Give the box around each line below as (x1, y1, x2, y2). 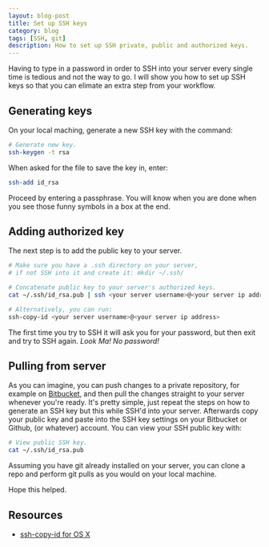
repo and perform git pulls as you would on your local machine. (8, 469, 217, 479)
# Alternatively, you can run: (8, 305, 113, 313)
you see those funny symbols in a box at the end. (8, 202, 171, 211)
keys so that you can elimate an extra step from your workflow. (8, 81, 216, 91)
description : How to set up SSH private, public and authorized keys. (8, 42, 249, 50)
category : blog (8, 27, 59, 35)
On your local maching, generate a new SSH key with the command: (8, 125, 233, 135)
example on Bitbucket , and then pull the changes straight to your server (8, 389, 245, 398)
